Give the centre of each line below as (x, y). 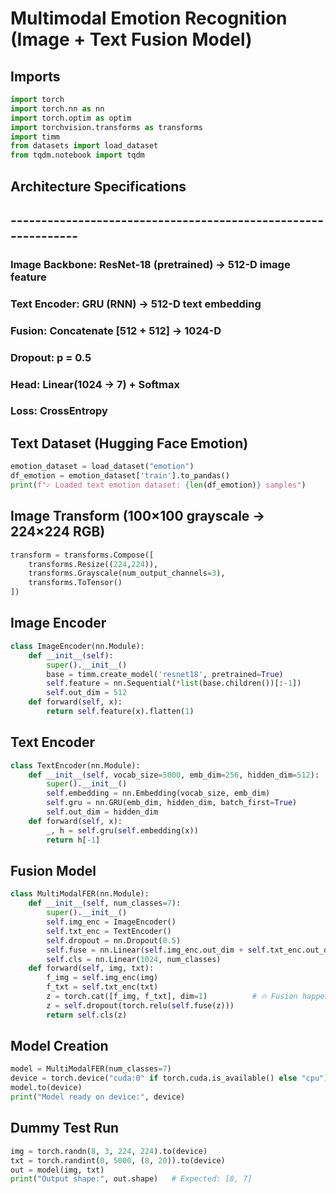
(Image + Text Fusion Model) (131, 39)
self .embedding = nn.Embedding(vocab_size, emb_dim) (158, 793)
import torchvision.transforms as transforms (106, 127)
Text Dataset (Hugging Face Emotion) (129, 443)
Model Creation (59, 1046)
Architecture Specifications (98, 186)
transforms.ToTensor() (75, 583)
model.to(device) (46, 1088)
